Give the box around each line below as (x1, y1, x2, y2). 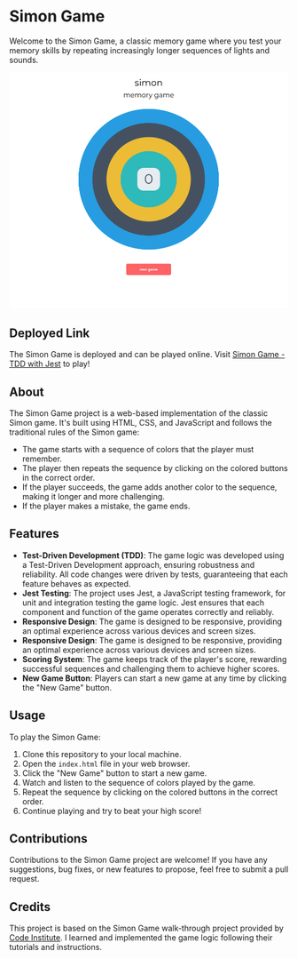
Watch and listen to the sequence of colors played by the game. (21, 777, 255, 787)
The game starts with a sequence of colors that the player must (21, 444, 254, 454)
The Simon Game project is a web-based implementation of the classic (9, 407, 269, 419)
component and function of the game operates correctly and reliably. (21, 606, 275, 617)
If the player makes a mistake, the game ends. (21, 500, 191, 511)
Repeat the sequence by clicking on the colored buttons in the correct (21, 787, 278, 797)
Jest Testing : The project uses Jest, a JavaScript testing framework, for (21, 587, 286, 598)
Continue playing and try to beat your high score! (21, 805, 202, 816)
